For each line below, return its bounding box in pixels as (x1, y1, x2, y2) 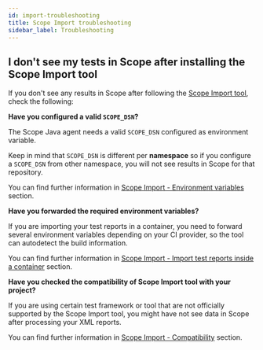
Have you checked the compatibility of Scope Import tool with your (8, 277, 232, 287)
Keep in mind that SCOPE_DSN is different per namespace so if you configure (8, 151, 251, 160)
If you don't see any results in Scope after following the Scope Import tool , (8, 88, 249, 98)
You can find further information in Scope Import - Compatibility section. (8, 333, 243, 342)
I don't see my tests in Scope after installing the (8, 55, 246, 68)
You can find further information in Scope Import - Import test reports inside (8, 253, 254, 263)
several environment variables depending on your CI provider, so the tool (8, 230, 244, 240)
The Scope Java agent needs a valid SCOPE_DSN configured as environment (8, 127, 249, 137)
